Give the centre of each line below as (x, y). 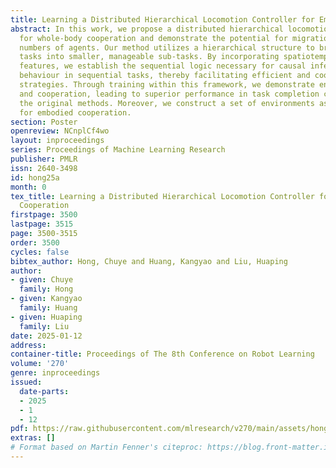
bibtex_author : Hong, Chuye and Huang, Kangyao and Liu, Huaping (149, 261)
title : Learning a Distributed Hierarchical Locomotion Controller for (162, 19)
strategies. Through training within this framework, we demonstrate (167, 85)
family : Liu (44, 326)
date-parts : (44, 391)
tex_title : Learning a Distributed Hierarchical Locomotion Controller (162, 196)
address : (28, 345)
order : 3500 (35, 242)
